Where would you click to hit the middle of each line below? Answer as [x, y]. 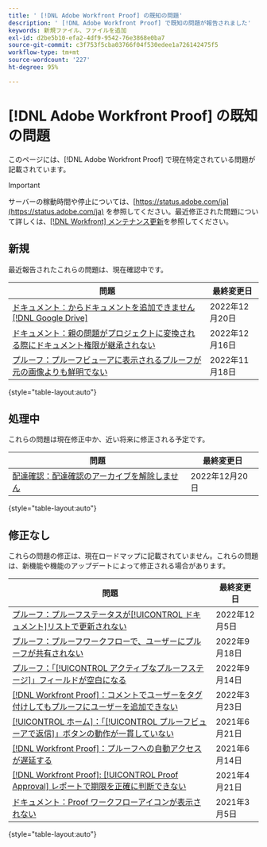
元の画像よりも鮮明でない [60, 372]
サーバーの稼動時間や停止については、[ [72, 201]
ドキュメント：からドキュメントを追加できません [104, 307]
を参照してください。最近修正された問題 [172, 211]
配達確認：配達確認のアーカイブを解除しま [91, 476]
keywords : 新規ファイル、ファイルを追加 [68, 30]
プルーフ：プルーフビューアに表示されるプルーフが [107, 360]
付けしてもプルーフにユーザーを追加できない [95, 707]
